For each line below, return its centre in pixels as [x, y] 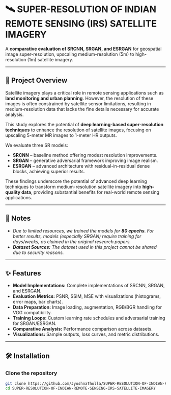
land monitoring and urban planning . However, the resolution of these [79, 98]
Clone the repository [31, 373]
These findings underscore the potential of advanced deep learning [76, 181]
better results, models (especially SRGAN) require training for [77, 236]
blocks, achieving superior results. [49, 171]
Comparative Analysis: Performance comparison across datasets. [82, 329]
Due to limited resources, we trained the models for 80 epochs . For [83, 230]
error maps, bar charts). [38, 302]
